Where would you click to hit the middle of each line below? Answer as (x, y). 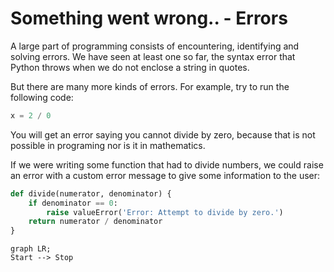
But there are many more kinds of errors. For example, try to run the (150, 86)
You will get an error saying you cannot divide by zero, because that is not (163, 134)
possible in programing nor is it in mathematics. (108, 145)
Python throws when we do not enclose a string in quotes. (130, 67)
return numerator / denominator (95, 222)
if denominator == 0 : (73, 203)
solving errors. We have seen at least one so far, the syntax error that (153, 56)
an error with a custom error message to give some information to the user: (165, 175)
